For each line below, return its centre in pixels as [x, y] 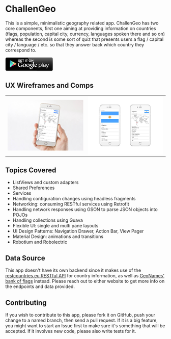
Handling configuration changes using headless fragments [74, 199]
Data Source [25, 258]
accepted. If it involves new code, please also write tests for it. [71, 331]
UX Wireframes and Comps [50, 85]
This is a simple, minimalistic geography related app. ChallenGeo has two [82, 23]
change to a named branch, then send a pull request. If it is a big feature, [81, 320]
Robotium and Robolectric [40, 242]
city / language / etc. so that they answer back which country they [75, 44]
